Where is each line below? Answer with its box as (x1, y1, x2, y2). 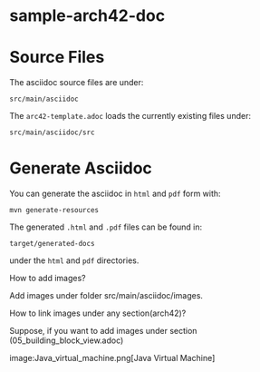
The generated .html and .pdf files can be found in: (9, 221, 203, 232)
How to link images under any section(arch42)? (9, 308, 187, 318)
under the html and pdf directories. (9, 255, 140, 266)
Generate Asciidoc (9, 158, 152, 179)
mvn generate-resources (9, 206, 100, 215)
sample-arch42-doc (9, 5, 166, 26)
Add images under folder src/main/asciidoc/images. (9, 290, 204, 301)
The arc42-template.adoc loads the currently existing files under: (9, 111, 252, 122)
